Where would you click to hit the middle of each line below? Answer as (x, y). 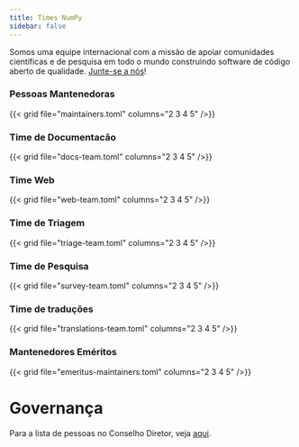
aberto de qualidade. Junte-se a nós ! (78, 71)
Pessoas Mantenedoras (62, 94)
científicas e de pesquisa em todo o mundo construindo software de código (150, 61)
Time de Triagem (47, 223)
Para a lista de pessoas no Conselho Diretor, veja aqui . (110, 433)
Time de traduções (51, 309)
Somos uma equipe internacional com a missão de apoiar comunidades (142, 51)
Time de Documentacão (63, 137)
